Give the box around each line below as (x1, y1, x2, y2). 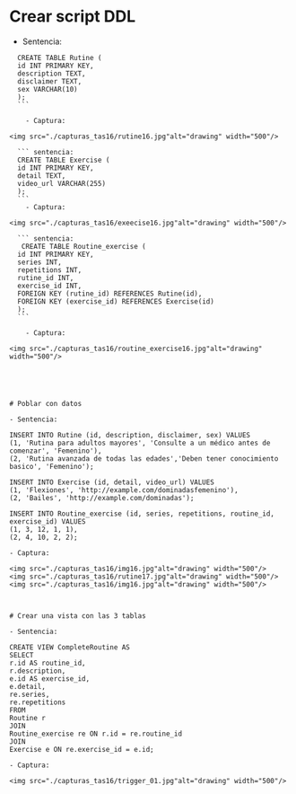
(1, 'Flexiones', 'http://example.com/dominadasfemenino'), (9, 485, 239, 495)
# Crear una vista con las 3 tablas (9, 611, 146, 621)
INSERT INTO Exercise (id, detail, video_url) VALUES (9, 478, 215, 487)
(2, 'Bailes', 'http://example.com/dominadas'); (9, 493, 195, 502)
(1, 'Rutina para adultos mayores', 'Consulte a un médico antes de (9, 438, 271, 447)
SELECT (9, 650, 34, 659)
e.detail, (9, 682, 47, 691)
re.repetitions (9, 698, 66, 707)
